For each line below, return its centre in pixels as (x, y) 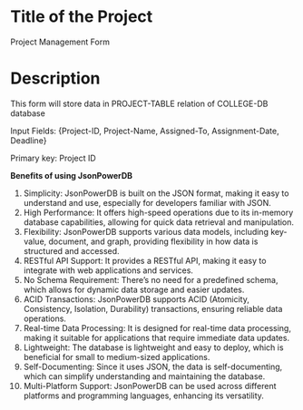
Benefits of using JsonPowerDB (72, 175)
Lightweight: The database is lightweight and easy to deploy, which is (153, 347)
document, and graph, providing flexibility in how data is (153, 241)
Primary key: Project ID (53, 158)
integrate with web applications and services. (108, 270)
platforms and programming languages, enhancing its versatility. (143, 395)
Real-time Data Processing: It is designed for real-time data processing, (157, 327)
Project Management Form (60, 42)
